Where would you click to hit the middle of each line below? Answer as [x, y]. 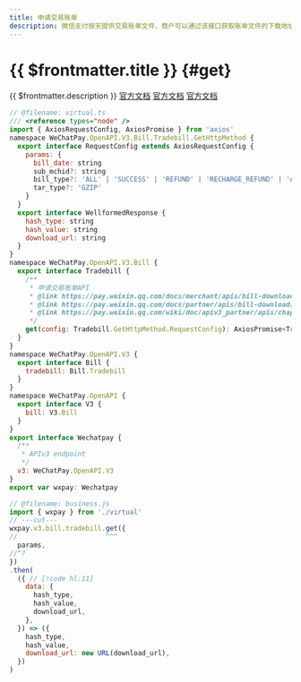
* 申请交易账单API [59, 287]
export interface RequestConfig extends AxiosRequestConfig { [136, 146]
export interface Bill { [64, 362]
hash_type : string [60, 221]
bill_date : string [67, 163]
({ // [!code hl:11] [56, 578]
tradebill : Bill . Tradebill [76, 371]
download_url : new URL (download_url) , [98, 653]
